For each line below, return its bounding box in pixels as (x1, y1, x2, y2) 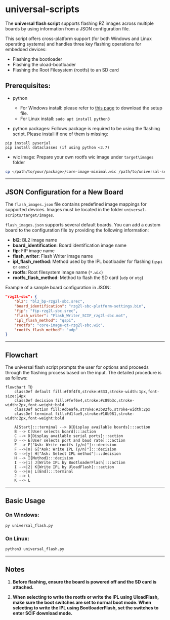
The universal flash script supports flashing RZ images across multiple (5, 20, 154, 26)
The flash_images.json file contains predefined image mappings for (5, 201, 147, 207)
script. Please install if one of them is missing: (12, 131, 108, 137)
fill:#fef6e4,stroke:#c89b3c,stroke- (55, 398, 135, 403)
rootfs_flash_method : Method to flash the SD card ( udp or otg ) (12, 275, 144, 281)
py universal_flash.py (5, 523, 53, 528)
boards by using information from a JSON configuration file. (5, 25, 130, 31)
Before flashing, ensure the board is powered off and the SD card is (12, 578, 157, 585)
